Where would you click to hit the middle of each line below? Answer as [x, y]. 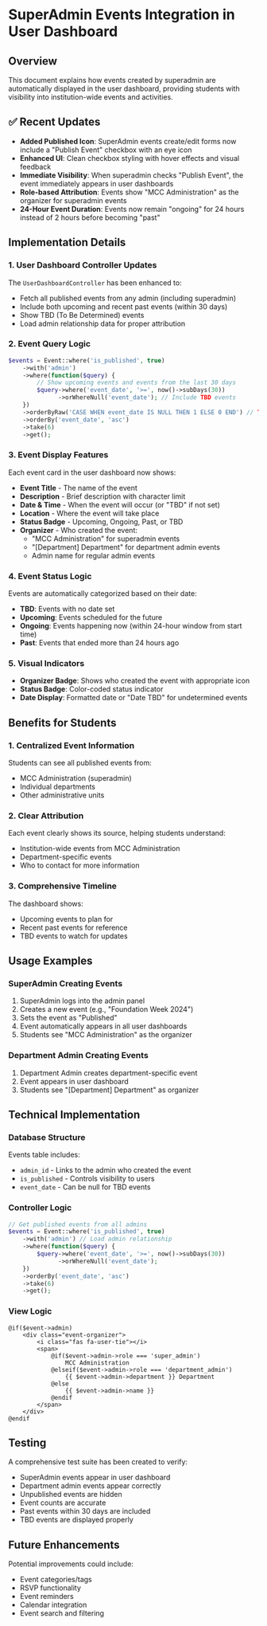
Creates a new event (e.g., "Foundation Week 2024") [106, 1009]
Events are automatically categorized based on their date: [103, 594]
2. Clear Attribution [46, 816]
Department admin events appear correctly [90, 1486]
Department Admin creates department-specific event [108, 1072]
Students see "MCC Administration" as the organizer [106, 1035]
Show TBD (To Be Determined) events [82, 315]
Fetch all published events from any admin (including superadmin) [128, 298]
